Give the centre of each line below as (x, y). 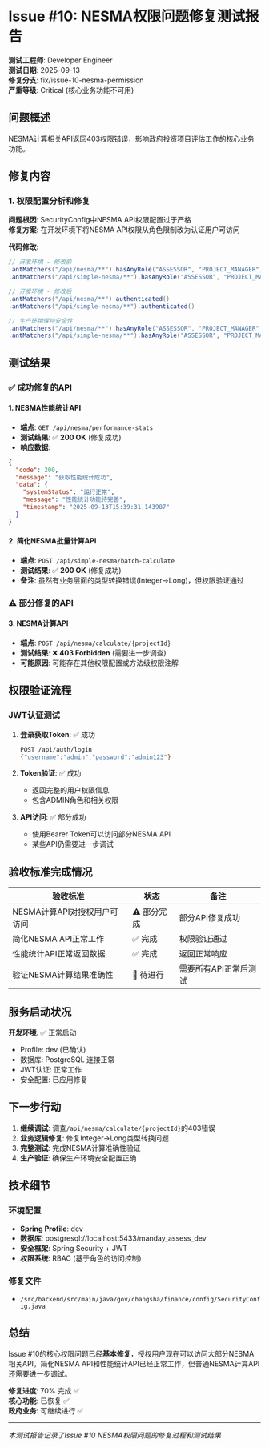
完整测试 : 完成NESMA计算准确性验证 (80, 1148)
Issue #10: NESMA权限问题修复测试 (127, 16)
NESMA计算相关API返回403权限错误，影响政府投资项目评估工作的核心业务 (131, 138)
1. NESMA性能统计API (45, 408)
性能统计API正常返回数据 (59, 954)
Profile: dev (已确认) (53, 1050)
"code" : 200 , (37, 470)
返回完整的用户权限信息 (70, 790)
